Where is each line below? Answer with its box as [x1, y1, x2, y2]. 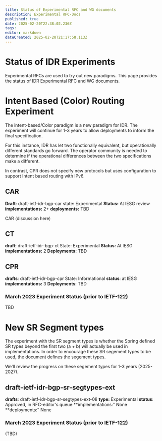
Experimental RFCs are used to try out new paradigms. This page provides [5, 72, 157, 78]
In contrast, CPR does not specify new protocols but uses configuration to [5, 167, 157, 173]
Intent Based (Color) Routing [5, 95, 125, 107]
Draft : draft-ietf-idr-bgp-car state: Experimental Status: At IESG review [5, 200, 150, 206]
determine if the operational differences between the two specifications [5, 153, 152, 159]
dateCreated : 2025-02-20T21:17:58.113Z [5, 35, 88, 40]
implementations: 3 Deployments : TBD [5, 281, 87, 287]
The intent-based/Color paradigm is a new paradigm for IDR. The [5, 122, 138, 128]
